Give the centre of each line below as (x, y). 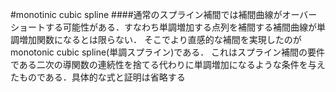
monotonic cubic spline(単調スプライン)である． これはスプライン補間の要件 (168, 52)
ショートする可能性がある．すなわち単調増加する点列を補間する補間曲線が (163, 27)
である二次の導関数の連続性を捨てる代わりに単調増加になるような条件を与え (168, 64)
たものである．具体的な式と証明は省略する (98, 77)
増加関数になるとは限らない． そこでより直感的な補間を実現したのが (160, 39)
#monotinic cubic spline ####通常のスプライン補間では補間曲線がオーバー (164, 14)
